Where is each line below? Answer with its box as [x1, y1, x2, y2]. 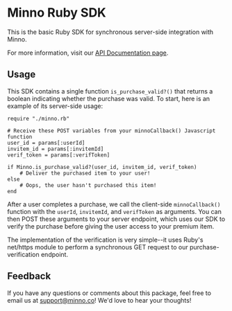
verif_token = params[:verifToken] [7, 151, 110, 159]
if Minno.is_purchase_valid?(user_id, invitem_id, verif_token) [7, 163, 197, 170]
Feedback [7, 270, 51, 282]
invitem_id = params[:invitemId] [7, 145, 104, 152]
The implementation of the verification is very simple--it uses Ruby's [7, 236, 204, 244]
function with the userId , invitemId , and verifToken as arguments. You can [7, 207, 222, 215]
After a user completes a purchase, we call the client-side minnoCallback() [7, 199, 221, 208]
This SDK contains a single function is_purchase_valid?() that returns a [7, 87, 213, 95]
